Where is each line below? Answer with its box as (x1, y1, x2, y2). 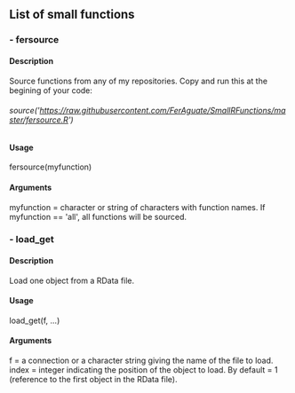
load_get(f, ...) (9, 315, 60, 326)
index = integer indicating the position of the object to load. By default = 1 (9, 365, 278, 375)
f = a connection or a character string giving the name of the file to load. (9, 355, 274, 366)
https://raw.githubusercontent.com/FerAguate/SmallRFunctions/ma (39, 106, 286, 116)
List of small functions (9, 7, 135, 22)
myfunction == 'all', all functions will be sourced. (9, 211, 187, 222)
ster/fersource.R (9, 114, 69, 125)
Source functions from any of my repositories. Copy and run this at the (9, 75, 268, 86)
